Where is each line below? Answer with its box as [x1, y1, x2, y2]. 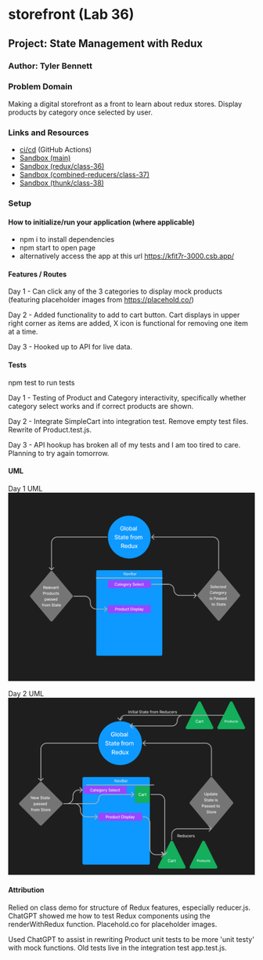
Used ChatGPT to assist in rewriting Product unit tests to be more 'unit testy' [8, 935, 254, 944]
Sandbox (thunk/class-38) [19, 178, 104, 188]
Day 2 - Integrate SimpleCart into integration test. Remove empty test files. [8, 416, 249, 425]
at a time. [8, 327, 38, 337]
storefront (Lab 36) [8, 5, 135, 24]
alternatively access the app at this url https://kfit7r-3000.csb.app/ [19, 251, 235, 261]
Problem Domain [8, 81, 73, 92]
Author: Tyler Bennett [8, 60, 92, 71]
